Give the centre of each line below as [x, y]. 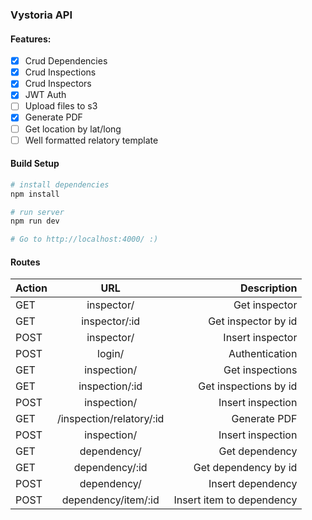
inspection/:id [110, 386]
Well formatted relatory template [91, 140]
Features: [31, 39]
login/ [111, 354]
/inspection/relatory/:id [110, 419]
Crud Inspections [60, 72]
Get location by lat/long [73, 129]
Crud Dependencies [66, 61]
